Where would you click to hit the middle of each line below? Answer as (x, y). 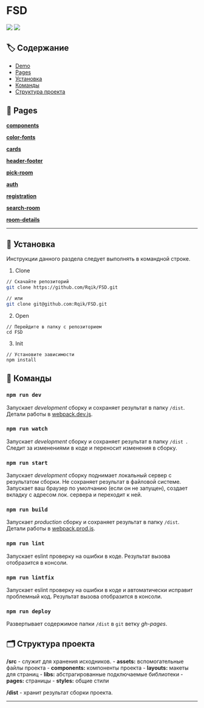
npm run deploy (29, 611)
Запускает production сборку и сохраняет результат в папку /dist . (93, 522)
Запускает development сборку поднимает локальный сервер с (89, 475)
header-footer (25, 160)
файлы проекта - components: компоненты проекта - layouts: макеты (98, 668)
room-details (23, 219)
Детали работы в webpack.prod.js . (51, 529)
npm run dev (24, 395)
